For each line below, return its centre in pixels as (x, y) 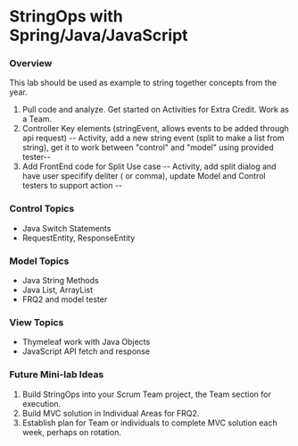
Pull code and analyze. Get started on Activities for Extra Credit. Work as (156, 110)
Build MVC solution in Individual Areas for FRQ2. (111, 413)
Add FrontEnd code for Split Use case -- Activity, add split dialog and (149, 166)
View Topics (37, 322)
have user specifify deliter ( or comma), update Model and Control (144, 176)
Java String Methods (61, 281)
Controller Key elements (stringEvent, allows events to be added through (156, 129)
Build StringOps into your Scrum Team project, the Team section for (147, 394)
